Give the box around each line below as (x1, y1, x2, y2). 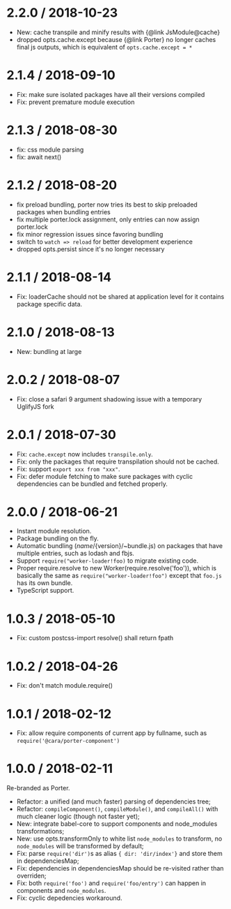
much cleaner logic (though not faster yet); (16, 812, 140, 821)
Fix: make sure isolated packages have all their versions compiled (16, 90, 205, 98)
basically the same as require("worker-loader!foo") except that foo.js (16, 571, 222, 580)
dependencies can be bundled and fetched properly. (16, 480, 168, 488)
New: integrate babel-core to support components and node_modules (16, 820, 218, 828)
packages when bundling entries (16, 207, 111, 216)
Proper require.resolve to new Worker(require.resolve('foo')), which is (16, 564, 217, 572)
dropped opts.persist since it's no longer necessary (16, 244, 165, 253)
